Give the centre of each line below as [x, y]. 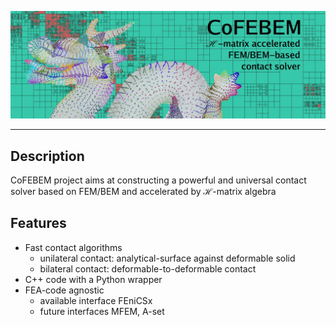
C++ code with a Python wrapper [93, 279]
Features [38, 223]
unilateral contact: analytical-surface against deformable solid [167, 258]
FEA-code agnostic [64, 290]
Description [47, 156]
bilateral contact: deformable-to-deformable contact [148, 268]
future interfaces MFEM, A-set [102, 311]
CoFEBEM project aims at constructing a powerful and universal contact [158, 180]
